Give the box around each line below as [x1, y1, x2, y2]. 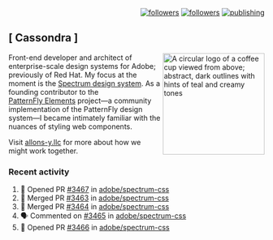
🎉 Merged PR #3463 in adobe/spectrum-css [19, 193, 169, 203]
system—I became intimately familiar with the [8, 113, 161, 122]
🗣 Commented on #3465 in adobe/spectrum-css [19, 211, 187, 221]
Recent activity [8, 166, 70, 178]
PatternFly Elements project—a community [8, 96, 152, 105]
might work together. [8, 146, 79, 156]
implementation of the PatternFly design [8, 104, 143, 114]
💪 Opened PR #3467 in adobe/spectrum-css [19, 185, 170, 195]
